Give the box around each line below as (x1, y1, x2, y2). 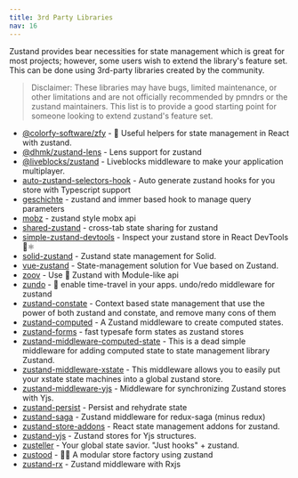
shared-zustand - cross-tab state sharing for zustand (21, 222, 218, 232)
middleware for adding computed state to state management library (21, 344, 270, 356)
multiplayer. (21, 166, 65, 176)
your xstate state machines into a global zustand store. (21, 373, 224, 384)
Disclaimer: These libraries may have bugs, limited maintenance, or (30, 82, 278, 93)
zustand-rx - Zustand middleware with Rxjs (21, 458, 181, 469)
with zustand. (21, 137, 73, 148)
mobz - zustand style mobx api (21, 213, 136, 223)
